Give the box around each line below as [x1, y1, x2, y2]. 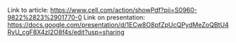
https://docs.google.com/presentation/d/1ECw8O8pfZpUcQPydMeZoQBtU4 [7, 21, 229, 28]
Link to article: [7, 6, 49, 14]
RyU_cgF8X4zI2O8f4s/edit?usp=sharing [7, 28, 125, 36]
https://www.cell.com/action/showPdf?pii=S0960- [50, 6, 198, 14]
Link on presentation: [84, 13, 145, 21]
